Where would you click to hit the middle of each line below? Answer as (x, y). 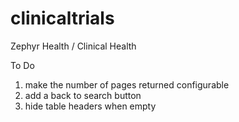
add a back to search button (83, 95)
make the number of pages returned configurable (127, 84)
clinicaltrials (62, 18)
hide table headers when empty (90, 106)
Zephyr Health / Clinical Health (73, 46)
